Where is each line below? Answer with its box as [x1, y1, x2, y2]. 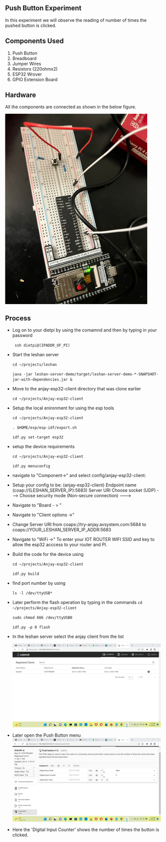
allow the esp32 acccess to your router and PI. [12, 541, 108, 548]
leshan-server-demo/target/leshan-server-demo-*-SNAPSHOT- [34, 372, 159, 377]
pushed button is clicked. [5, 22, 57, 28]
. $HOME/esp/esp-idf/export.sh [12, 425, 77, 430]
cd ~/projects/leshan [12, 362, 57, 367]
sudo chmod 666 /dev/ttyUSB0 [12, 615, 73, 620]
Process [5, 314, 31, 322]
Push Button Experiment [5, 4, 82, 12]
